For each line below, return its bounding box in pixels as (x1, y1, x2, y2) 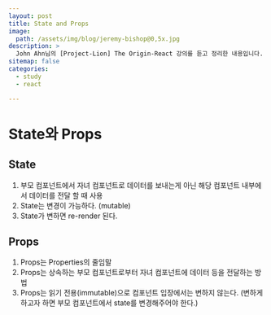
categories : (8, 65, 49, 73)
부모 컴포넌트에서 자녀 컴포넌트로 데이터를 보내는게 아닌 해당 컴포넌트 (20, 180, 240, 190)
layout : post (8, 11, 53, 20)
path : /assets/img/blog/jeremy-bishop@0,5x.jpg (15, 34, 181, 43)
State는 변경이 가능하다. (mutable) (20, 200, 132, 210)
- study (15, 72, 42, 81)
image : (8, 27, 31, 35)
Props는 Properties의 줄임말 (20, 257, 112, 267)
